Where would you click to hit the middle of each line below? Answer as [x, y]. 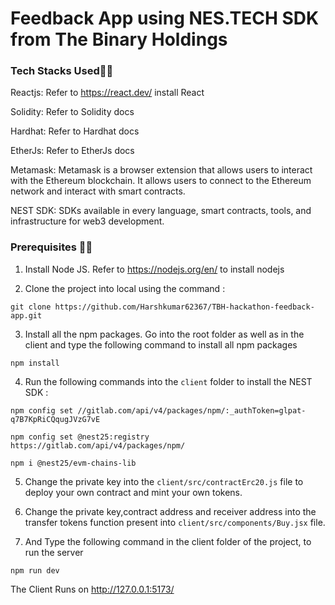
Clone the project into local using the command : [125, 288]
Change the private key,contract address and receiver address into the [170, 511]
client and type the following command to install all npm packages [161, 344]
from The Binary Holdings [119, 39]
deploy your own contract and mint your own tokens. [133, 492]
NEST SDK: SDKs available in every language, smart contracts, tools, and [161, 211]
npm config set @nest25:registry [80, 437]
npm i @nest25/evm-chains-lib [73, 463]
